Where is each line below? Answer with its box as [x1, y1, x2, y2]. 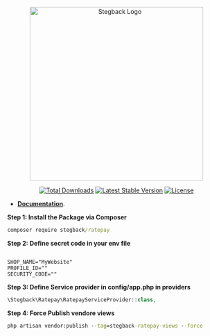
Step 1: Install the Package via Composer [7, 213, 127, 221]
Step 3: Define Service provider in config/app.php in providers [7, 283, 191, 291]
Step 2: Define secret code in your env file [7, 239, 131, 247]
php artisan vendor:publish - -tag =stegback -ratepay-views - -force [7, 322, 203, 329]
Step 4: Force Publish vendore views [7, 309, 115, 317]
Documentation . [17, 200, 65, 208]
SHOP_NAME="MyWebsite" [7, 258, 73, 265]
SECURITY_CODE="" [7, 271, 58, 278]
